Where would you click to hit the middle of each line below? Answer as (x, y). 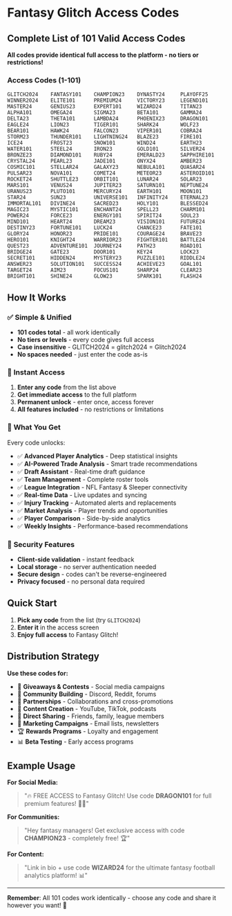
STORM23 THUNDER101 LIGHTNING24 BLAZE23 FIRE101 (105, 137)
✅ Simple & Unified (39, 317)
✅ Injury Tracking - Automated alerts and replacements (97, 503)
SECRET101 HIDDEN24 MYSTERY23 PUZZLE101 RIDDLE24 (106, 258)
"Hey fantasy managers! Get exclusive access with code (104, 830)
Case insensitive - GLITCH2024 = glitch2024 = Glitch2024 (101, 347)
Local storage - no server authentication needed (87, 566)
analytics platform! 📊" (56, 875)
